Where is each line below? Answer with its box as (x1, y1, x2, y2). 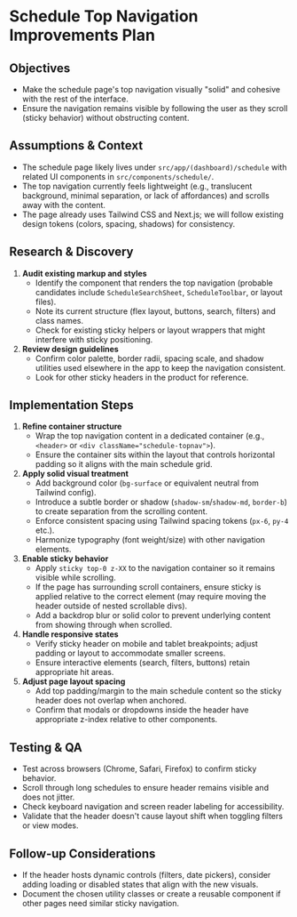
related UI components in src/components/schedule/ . (21, 171, 215, 181)
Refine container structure (21, 421, 122, 432)
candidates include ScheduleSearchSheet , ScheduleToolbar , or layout (35, 286, 284, 297)
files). (35, 296, 57, 307)
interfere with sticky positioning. (35, 334, 153, 344)
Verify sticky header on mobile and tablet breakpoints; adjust (35, 639, 259, 649)
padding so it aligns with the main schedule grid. (35, 459, 213, 470)
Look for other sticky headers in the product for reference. (35, 372, 249, 382)
